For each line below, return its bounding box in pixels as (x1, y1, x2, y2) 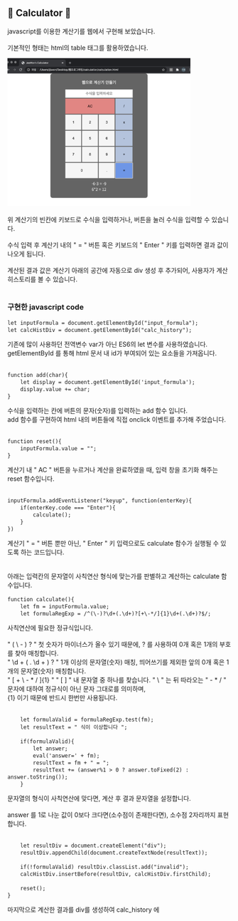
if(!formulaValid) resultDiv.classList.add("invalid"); (20, 863, 190, 871)
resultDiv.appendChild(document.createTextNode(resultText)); (20, 849, 208, 857)
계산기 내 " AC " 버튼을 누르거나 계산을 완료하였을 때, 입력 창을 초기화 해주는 (7, 466, 219, 474)
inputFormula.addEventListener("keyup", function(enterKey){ (7, 497, 193, 504)
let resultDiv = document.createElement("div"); (20, 842, 167, 850)
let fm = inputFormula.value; (20, 603, 110, 610)
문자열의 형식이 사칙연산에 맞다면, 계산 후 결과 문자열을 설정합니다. (7, 794, 192, 803)
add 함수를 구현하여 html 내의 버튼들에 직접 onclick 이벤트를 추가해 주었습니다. (7, 415, 226, 424)
